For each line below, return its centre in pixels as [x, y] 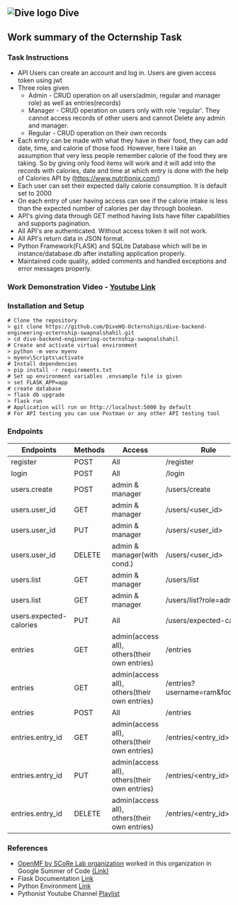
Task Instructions [38, 57]
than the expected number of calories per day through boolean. [110, 208]
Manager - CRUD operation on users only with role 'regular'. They [124, 111]
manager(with [135, 555]
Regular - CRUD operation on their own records [97, 133]
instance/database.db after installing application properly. [102, 254]
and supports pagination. [54, 223]
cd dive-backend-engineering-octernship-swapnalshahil [96, 339]
